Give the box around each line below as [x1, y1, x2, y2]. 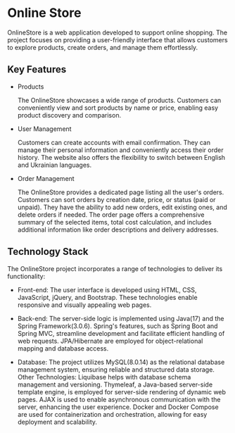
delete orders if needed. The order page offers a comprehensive [17, 210, 205, 219]
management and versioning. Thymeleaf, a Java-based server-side [17, 380, 213, 389]
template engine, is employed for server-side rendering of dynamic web [17, 387, 227, 396]
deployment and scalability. [17, 418, 97, 426]
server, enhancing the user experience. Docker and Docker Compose [17, 403, 220, 411]
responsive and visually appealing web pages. [17, 301, 152, 309]
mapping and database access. [17, 344, 109, 353]
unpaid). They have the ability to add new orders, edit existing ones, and [17, 203, 227, 211]
